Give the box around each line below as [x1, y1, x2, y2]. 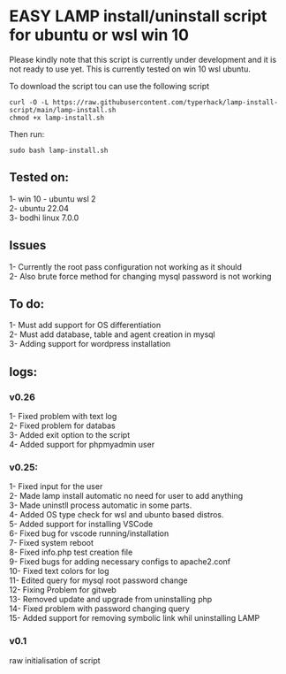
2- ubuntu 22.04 [9, 203, 69, 213]
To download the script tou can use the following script [9, 80, 210, 91]
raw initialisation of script [9, 655, 101, 665]
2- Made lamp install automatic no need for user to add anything [9, 491, 244, 502]
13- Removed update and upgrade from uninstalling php [9, 594, 213, 605]
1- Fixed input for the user [9, 481, 103, 492]
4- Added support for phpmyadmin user [9, 440, 155, 450]
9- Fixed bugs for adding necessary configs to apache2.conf [9, 556, 231, 567]
